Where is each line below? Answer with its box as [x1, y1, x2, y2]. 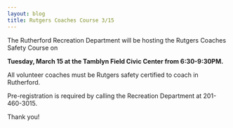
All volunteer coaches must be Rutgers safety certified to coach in [7, 71, 199, 79]
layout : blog [7, 10, 46, 17]
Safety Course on [7, 43, 58, 52]
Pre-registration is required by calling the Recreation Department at [7, 92, 202, 100]
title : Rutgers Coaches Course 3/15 [7, 17, 114, 24]
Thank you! [7, 113, 40, 121]
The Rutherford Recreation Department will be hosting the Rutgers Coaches [7, 36, 227, 44]
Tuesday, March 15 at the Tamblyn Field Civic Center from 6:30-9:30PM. [7, 57, 224, 65]
